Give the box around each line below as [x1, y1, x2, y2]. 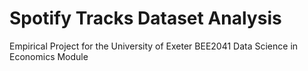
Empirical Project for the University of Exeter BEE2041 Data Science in [9, 40, 299, 52]
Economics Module [9, 50, 89, 62]
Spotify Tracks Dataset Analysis [9, 7, 282, 30]
